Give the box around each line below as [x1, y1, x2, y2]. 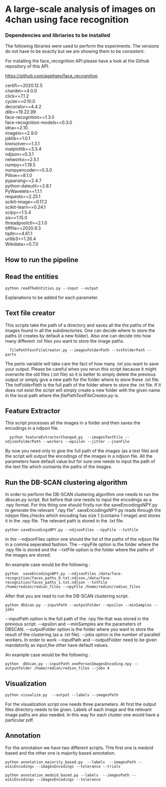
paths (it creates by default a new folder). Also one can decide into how [5, 332, 151, 339]
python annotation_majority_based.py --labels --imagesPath [5, 760, 136, 765]
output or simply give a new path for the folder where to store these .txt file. [5, 377, 160, 383]
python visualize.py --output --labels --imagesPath [5, 692, 119, 697]
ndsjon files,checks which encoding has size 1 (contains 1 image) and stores [5, 512, 161, 518]
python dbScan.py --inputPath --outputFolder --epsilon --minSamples [5, 603, 152, 608]
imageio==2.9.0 [5, 130, 38, 136]
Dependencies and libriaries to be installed [5, 32, 111, 39]
